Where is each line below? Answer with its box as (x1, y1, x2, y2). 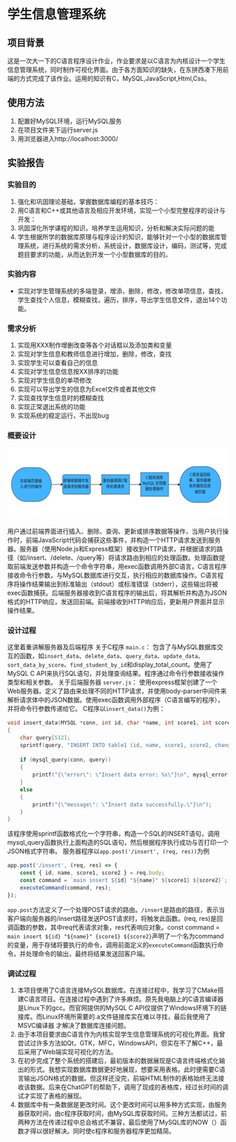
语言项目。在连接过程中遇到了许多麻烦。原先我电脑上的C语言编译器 (28, 995, 224, 1003)
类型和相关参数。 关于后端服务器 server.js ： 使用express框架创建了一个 (7, 678, 218, 686)
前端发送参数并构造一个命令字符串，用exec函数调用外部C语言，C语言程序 (13, 562, 227, 570)
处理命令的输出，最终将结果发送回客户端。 (25, 949, 149, 958)
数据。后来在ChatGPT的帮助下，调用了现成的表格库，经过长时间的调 (29, 1083, 229, 1091)
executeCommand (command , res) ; (20, 884, 112, 891)
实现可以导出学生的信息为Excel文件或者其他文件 (17, 385, 157, 394)
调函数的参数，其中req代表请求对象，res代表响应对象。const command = (7, 923, 220, 931)
